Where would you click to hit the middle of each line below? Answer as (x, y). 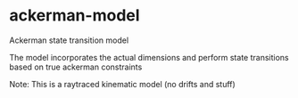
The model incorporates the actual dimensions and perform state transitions (149, 57)
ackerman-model (74, 16)
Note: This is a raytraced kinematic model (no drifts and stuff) (123, 84)
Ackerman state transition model (69, 40)
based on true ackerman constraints (76, 67)
